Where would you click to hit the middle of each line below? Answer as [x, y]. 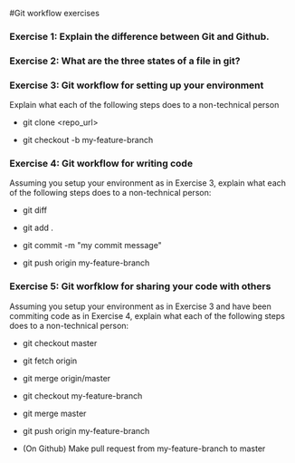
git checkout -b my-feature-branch [88, 140]
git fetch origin [50, 361]
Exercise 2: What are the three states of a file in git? [125, 61]
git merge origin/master [67, 378]
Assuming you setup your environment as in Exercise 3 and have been [140, 306]
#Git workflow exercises [54, 13]
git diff [35, 210]
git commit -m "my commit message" [92, 246]
